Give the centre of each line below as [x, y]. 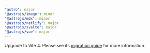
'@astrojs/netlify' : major [32, 23]
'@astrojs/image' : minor [30, 14]
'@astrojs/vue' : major [27, 32]
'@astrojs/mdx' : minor [27, 18]
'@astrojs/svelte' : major [30, 27]
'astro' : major [20, 9]
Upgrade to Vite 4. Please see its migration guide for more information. [75, 46]
